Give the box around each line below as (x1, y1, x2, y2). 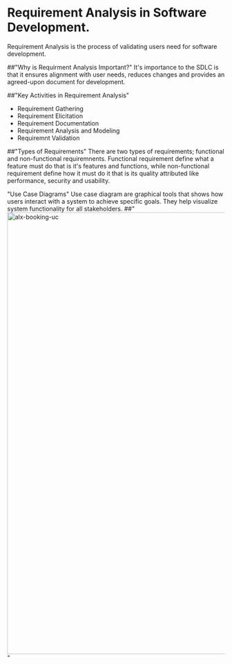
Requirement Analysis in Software (7, 5, 207, 21)
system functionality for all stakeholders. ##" (7, 204, 135, 213)
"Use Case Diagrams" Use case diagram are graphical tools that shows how (7, 190, 224, 198)
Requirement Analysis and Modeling (17, 126, 120, 135)
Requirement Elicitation (17, 112, 84, 120)
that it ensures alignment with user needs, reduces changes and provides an (7, 70, 225, 79)
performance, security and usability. (7, 176, 110, 184)
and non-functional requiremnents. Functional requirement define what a (7, 154, 214, 163)
